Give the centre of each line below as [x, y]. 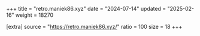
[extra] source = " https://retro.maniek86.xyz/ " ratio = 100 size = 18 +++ [94, 27]
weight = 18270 [34, 15]
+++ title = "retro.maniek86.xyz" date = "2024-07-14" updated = [86, 9]
